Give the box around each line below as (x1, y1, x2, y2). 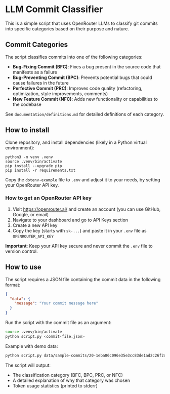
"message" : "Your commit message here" (14, 301, 99, 306)
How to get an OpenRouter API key (5, 194, 92, 202)
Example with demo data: (5, 343, 58, 349)
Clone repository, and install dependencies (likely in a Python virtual (5, 139, 147, 145)
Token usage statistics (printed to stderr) (12, 382, 98, 388)
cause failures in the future (12, 80, 69, 86)
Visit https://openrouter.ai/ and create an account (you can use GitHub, (12, 206, 161, 212)
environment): (5, 144, 34, 150)
